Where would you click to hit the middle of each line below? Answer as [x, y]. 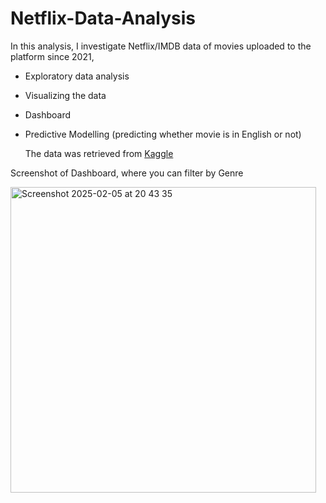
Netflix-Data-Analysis [103, 18]
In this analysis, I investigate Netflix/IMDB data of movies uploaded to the [161, 46]
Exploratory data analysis [77, 76]
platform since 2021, [52, 56]
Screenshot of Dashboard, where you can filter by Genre [127, 173]
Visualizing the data [65, 95]
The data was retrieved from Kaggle [99, 153]
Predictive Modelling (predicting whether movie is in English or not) [163, 134]
